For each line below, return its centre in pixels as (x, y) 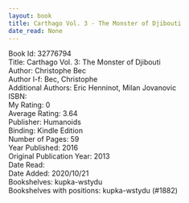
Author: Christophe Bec (47, 71)
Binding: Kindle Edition (45, 130)
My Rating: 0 (29, 105)
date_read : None (35, 31)
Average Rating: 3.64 (43, 114)
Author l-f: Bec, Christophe (53, 79)
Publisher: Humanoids (45, 122)
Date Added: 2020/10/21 (49, 173)
